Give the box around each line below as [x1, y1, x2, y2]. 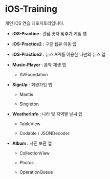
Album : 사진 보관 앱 [12, 140, 52, 146]
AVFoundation [19, 71, 48, 77]
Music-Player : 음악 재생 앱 [12, 62, 66, 67]
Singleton [19, 101, 39, 107]
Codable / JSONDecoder [19, 130, 70, 136]
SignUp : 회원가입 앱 [12, 82, 52, 88]
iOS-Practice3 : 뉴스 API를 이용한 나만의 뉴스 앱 [12, 51, 106, 57]
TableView [19, 121, 41, 127]
